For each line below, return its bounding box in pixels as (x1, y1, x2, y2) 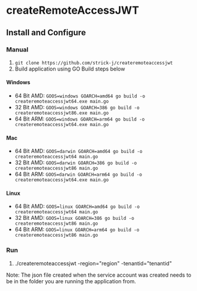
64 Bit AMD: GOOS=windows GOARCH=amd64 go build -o (14, 92, 145, 99)
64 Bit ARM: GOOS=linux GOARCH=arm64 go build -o (14, 226, 140, 233)
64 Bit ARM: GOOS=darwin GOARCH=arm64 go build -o (14, 171, 142, 178)
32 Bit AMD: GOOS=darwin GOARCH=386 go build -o (14, 159, 137, 166)
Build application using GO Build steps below (14, 65, 125, 72)
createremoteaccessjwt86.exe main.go (14, 110, 109, 117)
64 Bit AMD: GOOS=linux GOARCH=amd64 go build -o (14, 203, 140, 210)
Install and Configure (6, 27, 87, 38)
